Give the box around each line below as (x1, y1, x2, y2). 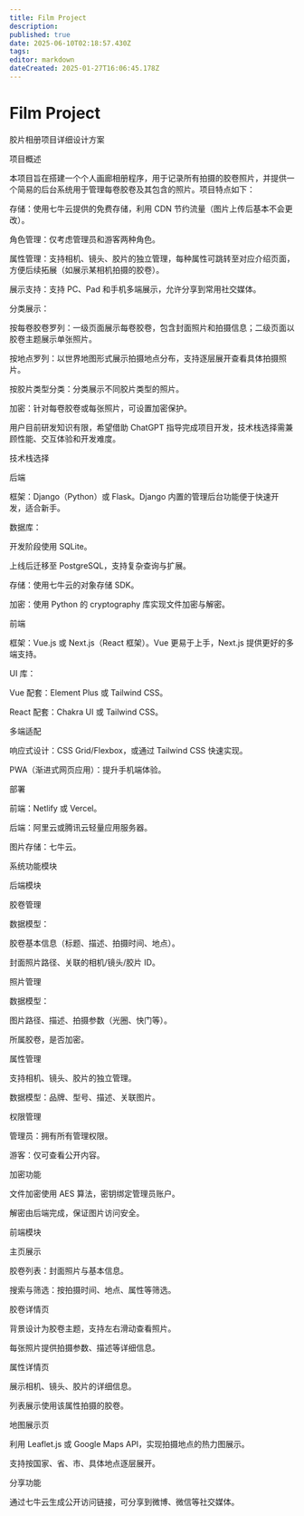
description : (9, 22, 59, 31)
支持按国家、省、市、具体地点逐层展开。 (9, 1457, 160, 1469)
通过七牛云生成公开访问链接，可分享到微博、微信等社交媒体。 (9, 1496, 240, 1507)
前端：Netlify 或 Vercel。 (9, 802, 102, 813)
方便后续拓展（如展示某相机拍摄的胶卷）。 (9, 264, 165, 275)
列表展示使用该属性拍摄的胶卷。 (9, 1400, 128, 1411)
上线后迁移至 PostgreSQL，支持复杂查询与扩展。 (9, 559, 192, 571)
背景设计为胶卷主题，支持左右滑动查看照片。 (9, 1323, 176, 1334)
